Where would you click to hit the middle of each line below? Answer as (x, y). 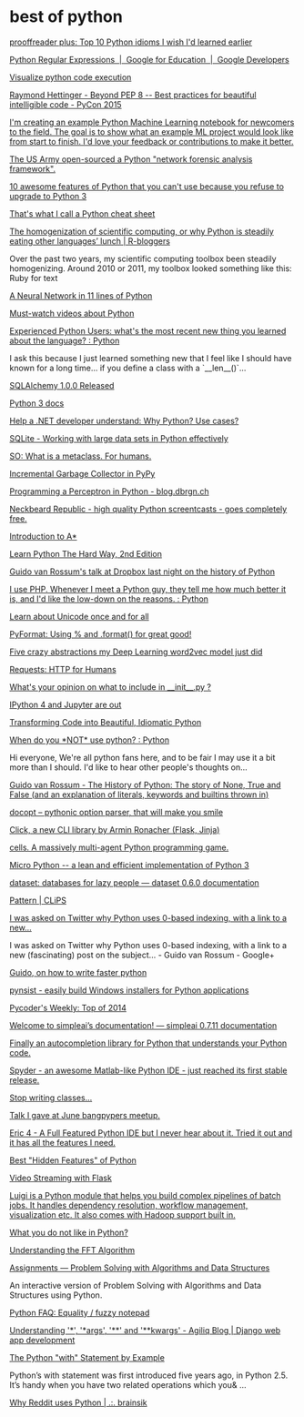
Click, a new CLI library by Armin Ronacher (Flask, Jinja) (115, 829)
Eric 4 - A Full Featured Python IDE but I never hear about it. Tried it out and (151, 1133)
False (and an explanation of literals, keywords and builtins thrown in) (139, 795)
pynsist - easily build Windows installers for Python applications (129, 990)
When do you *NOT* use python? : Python (90, 740)
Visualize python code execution (71, 77)
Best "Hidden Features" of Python (73, 1160)
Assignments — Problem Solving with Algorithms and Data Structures (140, 1268)
